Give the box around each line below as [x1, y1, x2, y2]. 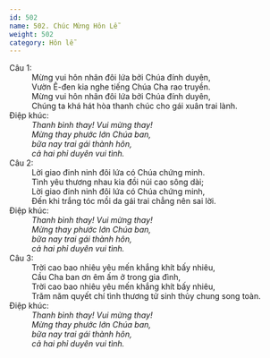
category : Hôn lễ [9, 38, 74, 47]
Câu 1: [9, 63, 33, 73]
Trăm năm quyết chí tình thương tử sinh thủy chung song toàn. [31, 291, 261, 302]
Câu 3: [9, 252, 34, 264]
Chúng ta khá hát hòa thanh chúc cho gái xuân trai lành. [31, 100, 238, 112]
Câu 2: [9, 158, 34, 168]
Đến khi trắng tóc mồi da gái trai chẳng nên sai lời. [31, 196, 216, 207]
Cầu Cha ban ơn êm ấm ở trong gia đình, [31, 272, 181, 283]
